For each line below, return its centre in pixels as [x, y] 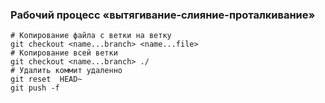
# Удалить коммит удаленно [66, 71]
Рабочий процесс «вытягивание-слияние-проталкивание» [163, 15]
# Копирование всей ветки [64, 53]
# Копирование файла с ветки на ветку [91, 36]
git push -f [35, 88]
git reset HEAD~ [46, 79]
